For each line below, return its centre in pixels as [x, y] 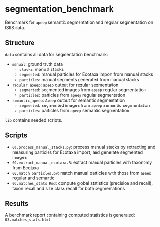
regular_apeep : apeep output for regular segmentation [65, 85]
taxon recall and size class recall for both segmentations [68, 188]
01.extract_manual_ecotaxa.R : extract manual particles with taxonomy [82, 162]
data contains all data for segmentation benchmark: [56, 54]
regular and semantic [33, 178]
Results [17, 203]
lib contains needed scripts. [34, 120]
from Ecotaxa [25, 167]
